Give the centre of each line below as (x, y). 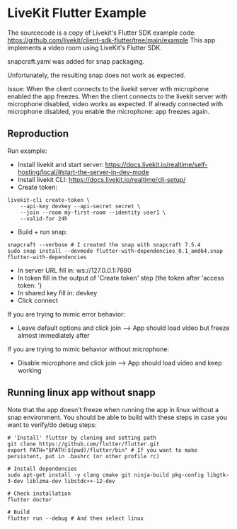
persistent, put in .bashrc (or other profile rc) (83, 456)
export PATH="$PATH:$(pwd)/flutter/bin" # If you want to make (103, 450)
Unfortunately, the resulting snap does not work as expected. (97, 75)
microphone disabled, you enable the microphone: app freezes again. (109, 111)
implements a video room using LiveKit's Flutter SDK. (85, 47)
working (29, 370)
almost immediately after (53, 335)
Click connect (38, 300)
